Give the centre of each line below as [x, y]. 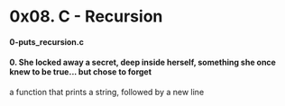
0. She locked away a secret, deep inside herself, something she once [143, 62]
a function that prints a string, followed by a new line [107, 92]
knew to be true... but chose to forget [80, 72]
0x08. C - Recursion [86, 17]
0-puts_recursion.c [46, 41]
